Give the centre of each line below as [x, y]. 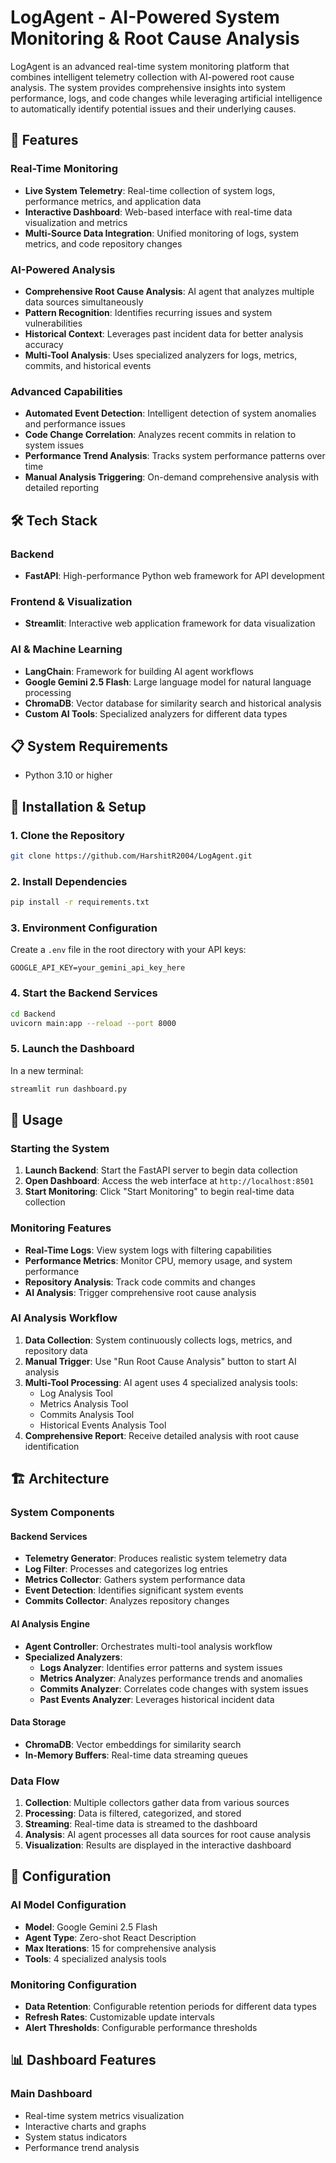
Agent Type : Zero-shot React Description [110, 1937]
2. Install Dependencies [69, 881]
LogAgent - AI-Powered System [145, 17]
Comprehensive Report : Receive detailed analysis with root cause [162, 1435]
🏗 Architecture [60, 1479]
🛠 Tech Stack [54, 520]
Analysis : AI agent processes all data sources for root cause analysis [168, 1835]
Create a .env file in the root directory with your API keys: [128, 950]
